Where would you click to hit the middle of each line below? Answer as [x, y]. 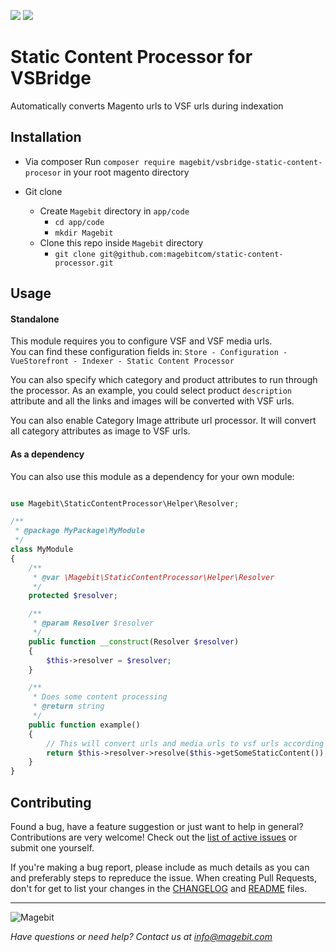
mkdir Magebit [84, 233]
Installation [46, 137]
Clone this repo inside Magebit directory [121, 242]
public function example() [84, 725]
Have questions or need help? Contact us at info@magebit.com [141, 936]
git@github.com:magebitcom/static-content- [191, 254]
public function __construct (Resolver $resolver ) [134, 641]
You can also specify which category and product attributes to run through [164, 380]
